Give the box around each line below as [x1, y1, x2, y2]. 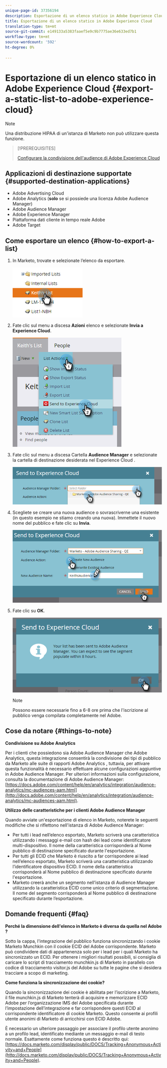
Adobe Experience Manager [12, 212, 70, 217]
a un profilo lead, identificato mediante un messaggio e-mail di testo [5, 1031, 145, 1037]
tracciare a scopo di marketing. [5, 970, 69, 976]
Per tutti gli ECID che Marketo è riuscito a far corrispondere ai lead [12, 853, 149, 859]
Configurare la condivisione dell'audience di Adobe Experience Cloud [17, 155, 160, 161]
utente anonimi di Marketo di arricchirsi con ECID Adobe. [5, 1016, 122, 1022]
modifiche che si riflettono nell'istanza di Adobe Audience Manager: [5, 822, 145, 828]
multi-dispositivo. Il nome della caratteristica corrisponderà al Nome [12, 842, 152, 848]
